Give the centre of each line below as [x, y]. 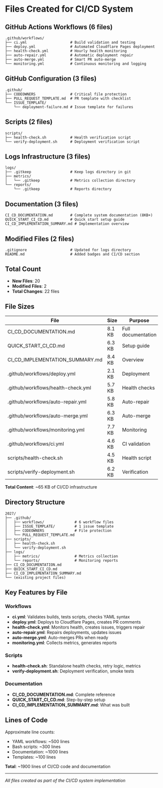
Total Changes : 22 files [36, 291]
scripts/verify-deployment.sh [41, 472]
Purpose [139, 320]
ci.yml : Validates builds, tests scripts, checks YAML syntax [71, 617]
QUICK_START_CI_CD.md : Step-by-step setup [59, 699]
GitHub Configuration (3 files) [51, 79]
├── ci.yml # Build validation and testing [70, 42]
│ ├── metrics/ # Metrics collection [62, 556]
